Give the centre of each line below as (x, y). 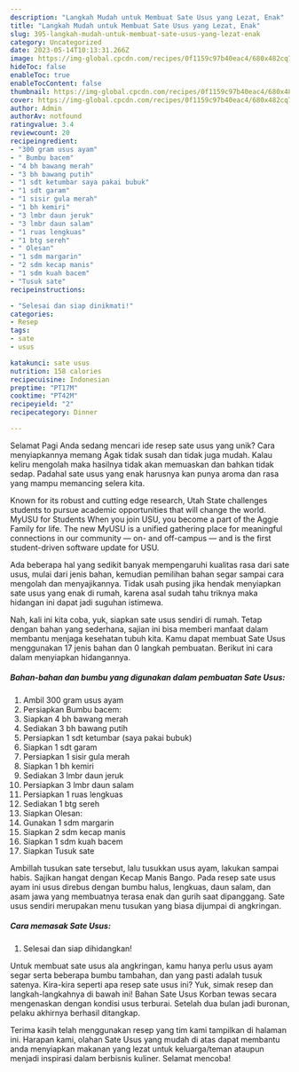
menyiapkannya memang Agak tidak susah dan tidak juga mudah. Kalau (142, 454)
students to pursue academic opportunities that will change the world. (138, 509)
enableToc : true (40, 75)
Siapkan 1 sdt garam (60, 747)
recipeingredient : (44, 141)
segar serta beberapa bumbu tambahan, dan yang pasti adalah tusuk (136, 975)
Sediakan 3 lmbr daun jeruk (73, 775)
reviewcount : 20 (40, 133)
